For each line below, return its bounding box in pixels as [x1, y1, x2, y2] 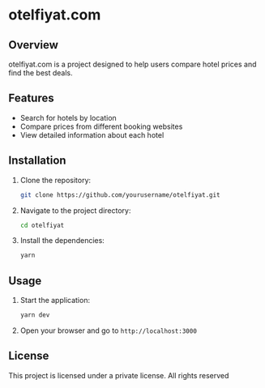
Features [8, 92, 54, 105]
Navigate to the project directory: [19, 205, 131, 215]
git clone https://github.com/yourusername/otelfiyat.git [19, 190, 220, 199]
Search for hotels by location [19, 113, 118, 122]
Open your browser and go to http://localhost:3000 [19, 326, 197, 335]
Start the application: [19, 296, 91, 305]
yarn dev [19, 311, 50, 319]
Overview [8, 38, 59, 52]
